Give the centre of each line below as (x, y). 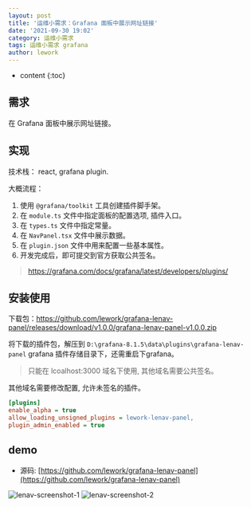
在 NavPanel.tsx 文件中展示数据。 (75, 235)
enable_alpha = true (43, 411)
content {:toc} (43, 75)
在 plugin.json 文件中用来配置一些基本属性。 (94, 245)
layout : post (30, 16)
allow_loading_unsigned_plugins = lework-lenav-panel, (101, 418)
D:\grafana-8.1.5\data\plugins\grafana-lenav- (165, 345)
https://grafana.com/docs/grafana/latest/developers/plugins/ (128, 271)
